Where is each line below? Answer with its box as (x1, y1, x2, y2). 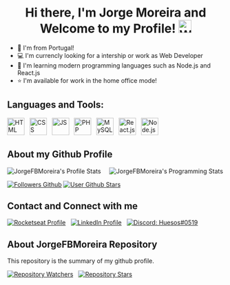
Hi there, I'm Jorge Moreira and (25, 5, 207, 21)
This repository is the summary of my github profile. (7, 257, 155, 265)
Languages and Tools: (7, 99, 105, 111)
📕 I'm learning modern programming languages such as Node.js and (17, 61, 211, 70)
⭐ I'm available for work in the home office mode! (17, 76, 157, 84)
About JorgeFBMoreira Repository (7, 238, 158, 250)
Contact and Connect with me (7, 200, 138, 212)
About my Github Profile (7, 148, 113, 160)
